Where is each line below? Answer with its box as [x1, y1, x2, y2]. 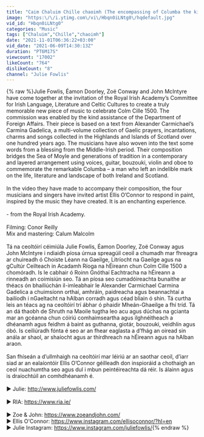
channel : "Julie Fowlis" [6, 71, 69, 77]
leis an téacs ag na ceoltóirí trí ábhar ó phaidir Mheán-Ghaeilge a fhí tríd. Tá [6, 301, 195, 309]
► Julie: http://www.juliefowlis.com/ [6, 385, 97, 393]
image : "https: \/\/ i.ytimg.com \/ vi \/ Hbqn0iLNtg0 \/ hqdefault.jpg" [6, 15, 175, 21]
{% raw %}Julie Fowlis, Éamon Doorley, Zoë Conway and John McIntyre [6, 88, 187, 95]
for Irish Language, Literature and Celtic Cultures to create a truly [6, 101, 169, 108]
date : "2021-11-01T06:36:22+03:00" [6, 37, 97, 43]
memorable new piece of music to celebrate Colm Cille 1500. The [6, 107, 170, 114]
